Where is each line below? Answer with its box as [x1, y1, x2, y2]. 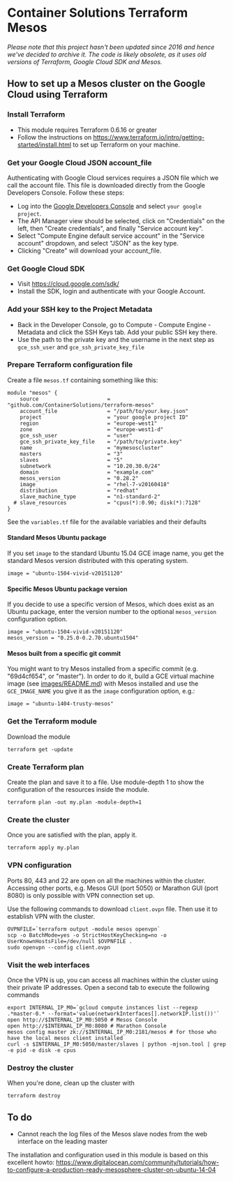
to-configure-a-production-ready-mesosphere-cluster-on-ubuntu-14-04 [7, 1166, 216, 1174]
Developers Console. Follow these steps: [7, 188, 124, 197]
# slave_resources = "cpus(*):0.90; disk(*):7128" [13, 499, 201, 506]
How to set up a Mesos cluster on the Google [7, 78, 206, 90]
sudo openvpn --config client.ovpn [7, 944, 111, 951]
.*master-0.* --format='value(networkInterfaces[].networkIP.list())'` [7, 1010, 220, 1017]
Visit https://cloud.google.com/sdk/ [17, 280, 120, 288]
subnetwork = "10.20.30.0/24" [20, 462, 160, 469]
